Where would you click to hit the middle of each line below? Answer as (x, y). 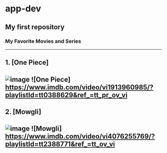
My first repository (35, 27)
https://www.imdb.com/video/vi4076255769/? (80, 136)
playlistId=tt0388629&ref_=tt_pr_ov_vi (66, 95)
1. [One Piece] (27, 63)
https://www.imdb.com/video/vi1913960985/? (79, 87)
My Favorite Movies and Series (43, 41)
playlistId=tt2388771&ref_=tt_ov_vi (60, 144)
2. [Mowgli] (23, 112)
